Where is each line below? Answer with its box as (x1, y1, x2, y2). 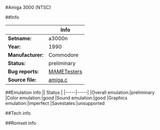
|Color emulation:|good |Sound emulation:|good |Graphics (5, 95, 128, 101)
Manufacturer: (8, 51, 44, 58)
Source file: (8, 76, 37, 83)
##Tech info (5, 110, 31, 116)
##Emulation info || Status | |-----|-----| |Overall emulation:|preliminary (5, 89, 155, 95)
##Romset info (5, 120, 37, 126)
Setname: (8, 35, 32, 42)
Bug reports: (8, 68, 39, 75)
